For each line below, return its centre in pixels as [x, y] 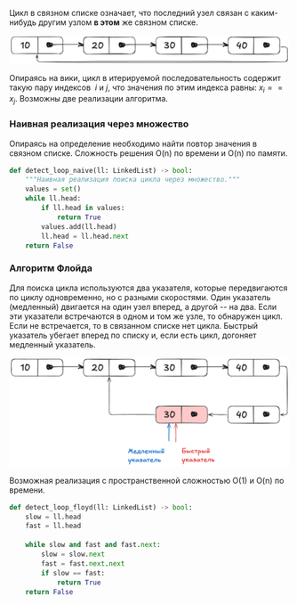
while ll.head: [53, 199]
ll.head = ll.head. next [85, 236]
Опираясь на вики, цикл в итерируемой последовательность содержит [145, 78]
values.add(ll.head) [79, 226]
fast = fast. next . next [83, 563]
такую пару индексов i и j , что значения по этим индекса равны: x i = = [146, 88]
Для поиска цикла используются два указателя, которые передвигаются [148, 288]
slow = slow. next [73, 554]
